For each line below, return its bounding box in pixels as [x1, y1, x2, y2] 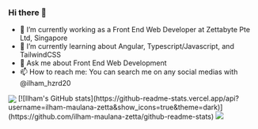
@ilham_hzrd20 [19, 79, 71, 88]
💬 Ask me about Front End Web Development [19, 58, 167, 68]
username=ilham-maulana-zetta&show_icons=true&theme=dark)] [8, 102, 223, 112]
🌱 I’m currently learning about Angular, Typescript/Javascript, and [19, 42, 235, 51]
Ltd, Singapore [19, 33, 68, 42]
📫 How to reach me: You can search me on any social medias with [19, 67, 238, 77]
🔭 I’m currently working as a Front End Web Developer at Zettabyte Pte [19, 25, 251, 35]
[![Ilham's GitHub [17, 94, 74, 103]
